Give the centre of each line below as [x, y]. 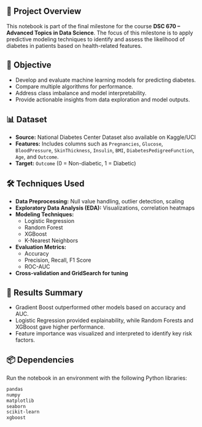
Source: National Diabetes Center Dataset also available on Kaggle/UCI [106, 137]
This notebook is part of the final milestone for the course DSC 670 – [93, 26]
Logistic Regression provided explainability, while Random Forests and [104, 321]
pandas [15, 389]
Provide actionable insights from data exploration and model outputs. [103, 100]
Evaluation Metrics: [41, 247]
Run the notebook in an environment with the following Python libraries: [97, 378]
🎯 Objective [29, 65]
